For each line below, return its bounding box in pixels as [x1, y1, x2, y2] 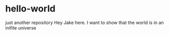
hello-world [5, 3, 56, 14]
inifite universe [5, 24, 37, 30]
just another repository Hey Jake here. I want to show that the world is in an [5, 19, 164, 25]
